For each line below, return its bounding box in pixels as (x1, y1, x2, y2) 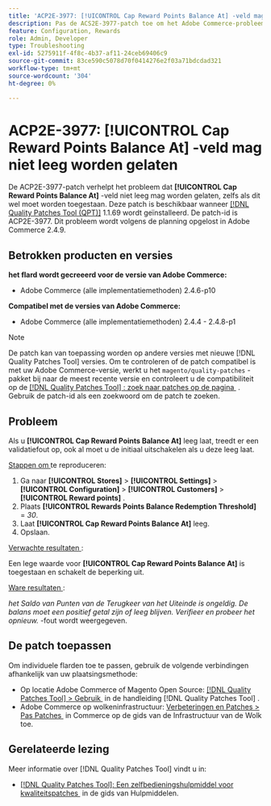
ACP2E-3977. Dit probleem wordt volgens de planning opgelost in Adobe (8, 216, 250, 226)
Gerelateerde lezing (8, 742, 110, 756)
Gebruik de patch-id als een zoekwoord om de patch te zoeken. (8, 391, 220, 401)
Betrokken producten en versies (8, 248, 173, 262)
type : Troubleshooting (8, 42, 85, 50)
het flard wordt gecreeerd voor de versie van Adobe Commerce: (8, 270, 227, 279)
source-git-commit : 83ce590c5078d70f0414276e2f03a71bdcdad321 (8, 57, 222, 65)
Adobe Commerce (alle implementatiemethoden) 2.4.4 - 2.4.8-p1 (19, 317, 236, 327)
